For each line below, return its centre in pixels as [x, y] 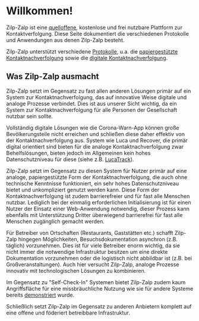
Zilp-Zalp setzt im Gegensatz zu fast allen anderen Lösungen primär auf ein [99, 91]
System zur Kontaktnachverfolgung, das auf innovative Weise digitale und [97, 97]
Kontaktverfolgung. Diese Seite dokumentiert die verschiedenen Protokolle [97, 33]
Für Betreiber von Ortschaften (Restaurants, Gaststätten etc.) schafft [90, 232]
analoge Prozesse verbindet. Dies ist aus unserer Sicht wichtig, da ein [91, 103]
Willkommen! [40, 11]
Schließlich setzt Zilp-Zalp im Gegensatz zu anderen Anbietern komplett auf [99, 306]
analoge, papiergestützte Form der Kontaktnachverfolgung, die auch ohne [97, 177]
